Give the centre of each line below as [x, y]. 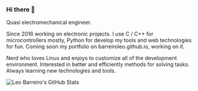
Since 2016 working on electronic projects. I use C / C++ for [80, 34]
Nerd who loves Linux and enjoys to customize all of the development [92, 58]
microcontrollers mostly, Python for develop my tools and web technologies [99, 40]
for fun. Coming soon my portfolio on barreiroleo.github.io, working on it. [95, 46]
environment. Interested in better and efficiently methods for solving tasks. [98, 64]
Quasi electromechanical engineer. [49, 23]
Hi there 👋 [21, 10]
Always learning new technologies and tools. [61, 71]
